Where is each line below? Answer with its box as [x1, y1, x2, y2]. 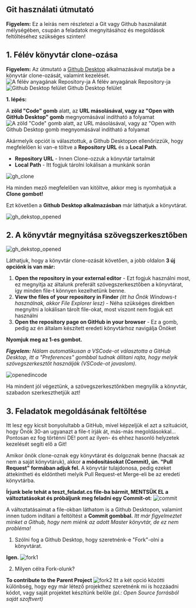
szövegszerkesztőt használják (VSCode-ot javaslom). [6, 360, 137, 367]
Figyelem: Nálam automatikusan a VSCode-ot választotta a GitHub [6, 347, 171, 355]
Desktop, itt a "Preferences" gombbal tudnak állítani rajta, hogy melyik [6, 354, 178, 361]
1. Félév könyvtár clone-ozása [6, 50, 118, 60]
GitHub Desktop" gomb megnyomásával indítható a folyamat [6, 113, 155, 120]
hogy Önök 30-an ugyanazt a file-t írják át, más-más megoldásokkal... [6, 428, 177, 435]
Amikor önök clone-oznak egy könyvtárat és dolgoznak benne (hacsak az [6, 452, 185, 459]
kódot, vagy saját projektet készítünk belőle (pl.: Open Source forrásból [6, 589, 180, 596]
